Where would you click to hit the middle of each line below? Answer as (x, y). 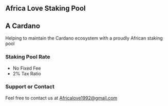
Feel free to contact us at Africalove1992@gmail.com (61, 98)
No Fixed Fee (27, 68)
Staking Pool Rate (28, 57)
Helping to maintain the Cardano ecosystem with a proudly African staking (84, 38)
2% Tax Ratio (27, 73)
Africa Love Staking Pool (45, 8)
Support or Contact (30, 87)
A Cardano (23, 26)
